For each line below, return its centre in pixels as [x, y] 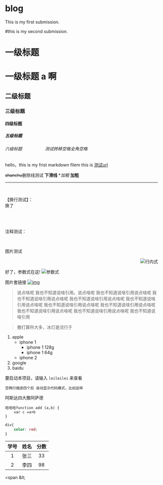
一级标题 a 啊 [31, 77]
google [19, 362]
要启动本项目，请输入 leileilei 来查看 [44, 378]
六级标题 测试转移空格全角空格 [46, 149]
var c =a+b [25, 412]
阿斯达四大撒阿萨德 [24, 397]
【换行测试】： [19, 199]
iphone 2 [28, 358]
